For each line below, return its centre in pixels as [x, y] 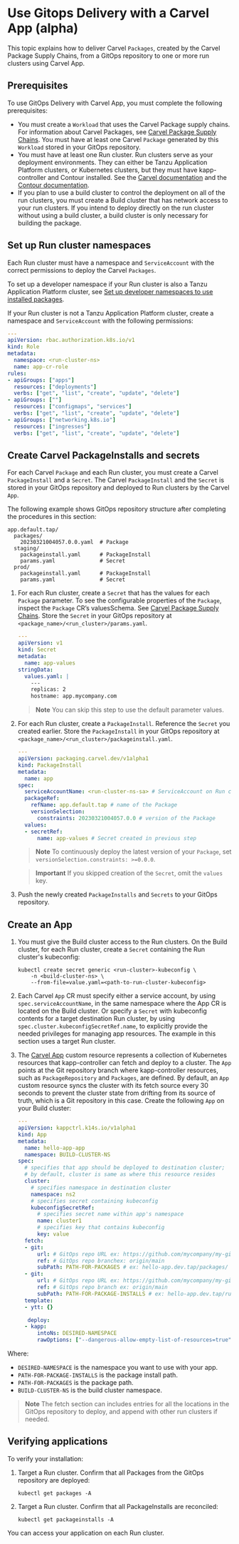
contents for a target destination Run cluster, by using [96, 1019]
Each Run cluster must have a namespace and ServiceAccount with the [111, 263]
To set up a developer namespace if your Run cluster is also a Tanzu [107, 284]
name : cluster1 [59, 1221]
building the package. [49, 223]
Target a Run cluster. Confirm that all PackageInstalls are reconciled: [118, 1506]
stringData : [35, 670]
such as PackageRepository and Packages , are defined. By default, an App [123, 1078]
